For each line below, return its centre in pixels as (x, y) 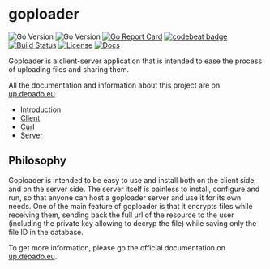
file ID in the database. (46, 232)
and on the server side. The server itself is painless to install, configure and (134, 189)
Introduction (41, 109)
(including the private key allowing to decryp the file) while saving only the (133, 223)
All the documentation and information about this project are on (114, 85)
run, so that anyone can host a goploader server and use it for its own (125, 197)
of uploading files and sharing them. (69, 69)
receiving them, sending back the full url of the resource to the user (121, 215)
